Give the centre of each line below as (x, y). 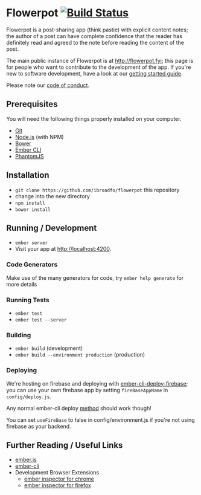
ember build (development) (49, 348)
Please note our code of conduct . (48, 85)
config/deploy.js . (29, 396)
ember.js (26, 460)
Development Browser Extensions (57, 473)
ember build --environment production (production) (80, 355)
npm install (30, 203)
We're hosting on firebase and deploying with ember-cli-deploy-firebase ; (97, 383)
